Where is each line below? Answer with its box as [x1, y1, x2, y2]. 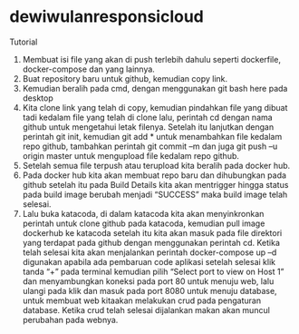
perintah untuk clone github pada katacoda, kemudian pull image [22, 218, 265, 229]
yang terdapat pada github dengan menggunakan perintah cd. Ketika [22, 237, 281, 248]
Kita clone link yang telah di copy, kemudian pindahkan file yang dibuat [22, 102, 288, 113]
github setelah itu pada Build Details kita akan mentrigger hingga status [22, 179, 289, 190]
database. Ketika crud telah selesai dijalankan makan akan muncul [22, 304, 270, 315]
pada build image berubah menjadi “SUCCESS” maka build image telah [22, 189, 288, 200]
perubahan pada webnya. [22, 314, 119, 325]
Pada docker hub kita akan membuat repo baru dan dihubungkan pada [22, 170, 287, 181]
